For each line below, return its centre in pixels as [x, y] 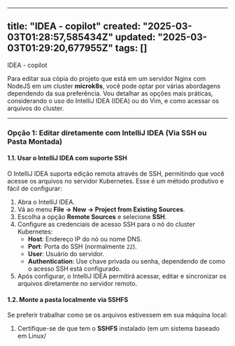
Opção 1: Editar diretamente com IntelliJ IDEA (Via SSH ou [107, 133]
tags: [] [131, 48]
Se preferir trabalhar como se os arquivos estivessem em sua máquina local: [117, 315]
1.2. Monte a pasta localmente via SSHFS [68, 299]
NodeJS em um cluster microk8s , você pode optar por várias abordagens [114, 86]
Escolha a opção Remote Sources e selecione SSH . [92, 216]
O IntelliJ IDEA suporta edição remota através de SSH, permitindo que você [116, 173]
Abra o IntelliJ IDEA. [46, 202]
